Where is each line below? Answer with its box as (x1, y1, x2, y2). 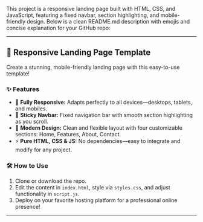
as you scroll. (14, 118, 48, 125)
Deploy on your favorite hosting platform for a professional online (14, 197, 178, 204)
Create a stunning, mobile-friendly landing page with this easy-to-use (6, 63, 180, 71)
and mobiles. (14, 105, 48, 112)
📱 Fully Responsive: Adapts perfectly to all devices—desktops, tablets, (14, 99, 193, 106)
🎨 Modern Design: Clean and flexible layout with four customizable (14, 124, 182, 132)
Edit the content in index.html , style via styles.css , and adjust (14, 184, 170, 191)
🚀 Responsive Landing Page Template (6, 48, 151, 58)
